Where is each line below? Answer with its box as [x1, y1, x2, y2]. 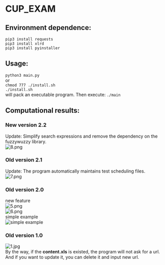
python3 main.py [5, 73, 40, 78]
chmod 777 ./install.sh [5, 82, 56, 88]
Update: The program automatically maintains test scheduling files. [5, 168, 146, 174]
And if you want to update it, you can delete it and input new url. [5, 254, 140, 260]
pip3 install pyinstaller [5, 46, 60, 51]
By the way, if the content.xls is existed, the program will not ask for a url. [5, 249, 160, 255]
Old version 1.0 [5, 232, 43, 239]
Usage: [5, 59, 29, 68]
